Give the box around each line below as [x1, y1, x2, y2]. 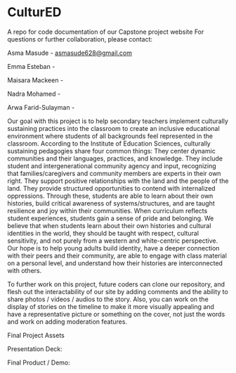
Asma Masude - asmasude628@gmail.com [7, 49, 132, 57]
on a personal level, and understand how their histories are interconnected [7, 258, 223, 267]
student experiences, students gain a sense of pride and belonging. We [7, 214, 214, 222]
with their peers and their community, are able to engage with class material [7, 251, 227, 260]
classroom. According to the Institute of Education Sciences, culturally [7, 139, 211, 148]
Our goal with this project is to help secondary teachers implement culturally [7, 117, 228, 125]
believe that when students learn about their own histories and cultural [7, 221, 211, 229]
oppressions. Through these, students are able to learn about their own [7, 191, 214, 200]
